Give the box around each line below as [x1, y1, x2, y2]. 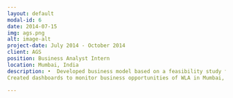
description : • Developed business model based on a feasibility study [7, 68, 222, 75]
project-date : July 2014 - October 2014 [7, 42, 126, 49]
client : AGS [7, 49, 42, 56]
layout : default [7, 10, 54, 17]
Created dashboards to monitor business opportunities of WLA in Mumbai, [7, 74, 225, 81]
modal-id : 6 [7, 17, 42, 23]
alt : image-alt [7, 36, 51, 43]
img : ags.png [7, 29, 45, 37]
